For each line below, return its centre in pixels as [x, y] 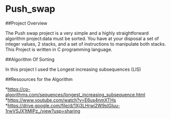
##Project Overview [26, 23]
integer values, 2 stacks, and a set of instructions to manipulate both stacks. [86, 44]
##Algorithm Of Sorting [30, 59]
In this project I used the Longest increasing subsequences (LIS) [73, 69]
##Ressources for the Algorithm [39, 79]
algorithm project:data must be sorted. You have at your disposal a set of [82, 38]
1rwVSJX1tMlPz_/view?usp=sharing [43, 111]
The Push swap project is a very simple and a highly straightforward [77, 33]
